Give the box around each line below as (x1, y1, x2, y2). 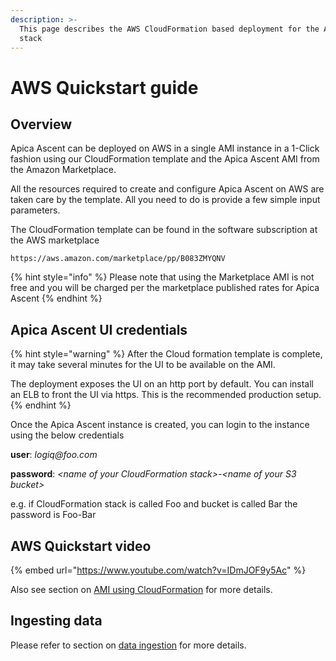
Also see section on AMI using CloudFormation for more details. (10, 584, 273, 595)
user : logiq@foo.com (10, 449, 98, 461)
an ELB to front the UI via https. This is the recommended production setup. (10, 389, 322, 401)
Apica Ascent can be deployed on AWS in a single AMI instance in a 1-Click (10, 142, 320, 155)
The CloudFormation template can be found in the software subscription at (10, 224, 318, 236)
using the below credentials (10, 429, 125, 441)
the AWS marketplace (10, 234, 100, 246)
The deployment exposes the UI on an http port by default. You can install (10, 378, 314, 390)
